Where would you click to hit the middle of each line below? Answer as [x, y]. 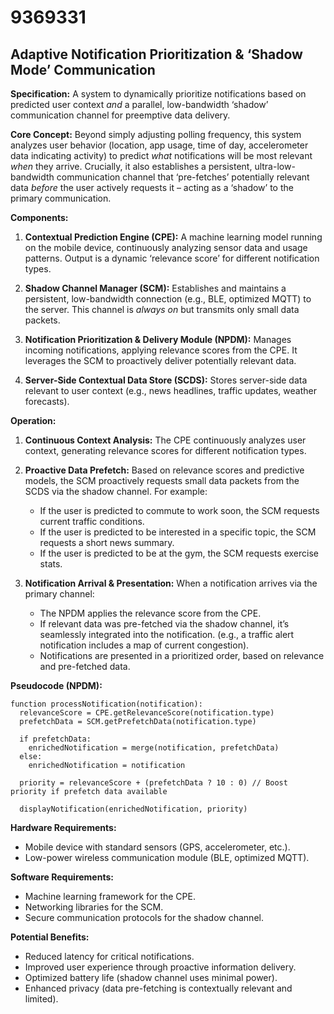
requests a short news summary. [107, 542]
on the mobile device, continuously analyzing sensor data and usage [166, 247]
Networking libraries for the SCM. [94, 907]
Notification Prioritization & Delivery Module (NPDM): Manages [158, 339]
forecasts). [47, 401]
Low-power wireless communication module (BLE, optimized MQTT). [167, 857]
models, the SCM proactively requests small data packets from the [162, 480]
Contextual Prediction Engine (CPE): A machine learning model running [173, 237]
